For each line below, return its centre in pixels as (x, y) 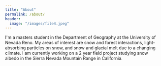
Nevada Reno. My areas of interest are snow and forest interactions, (74, 43)
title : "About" (21, 10)
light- (150, 43)
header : (13, 19)
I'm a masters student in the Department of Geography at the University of (80, 37)
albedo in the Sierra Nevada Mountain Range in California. (64, 58)
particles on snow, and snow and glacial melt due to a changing (91, 48)
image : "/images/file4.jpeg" (39, 23)
